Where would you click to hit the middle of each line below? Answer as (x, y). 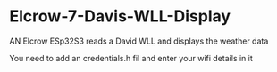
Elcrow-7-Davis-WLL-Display (120, 16)
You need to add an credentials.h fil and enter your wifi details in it (131, 58)
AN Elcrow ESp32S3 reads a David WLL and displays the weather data (139, 41)
